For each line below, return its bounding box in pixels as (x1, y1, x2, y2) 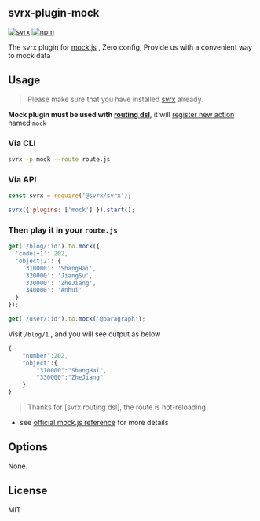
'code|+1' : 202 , (15, 250, 68, 258)
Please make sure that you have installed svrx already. (27, 94, 203, 104)
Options (8, 440, 49, 454)
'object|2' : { (15, 257, 61, 265)
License (8, 484, 48, 497)
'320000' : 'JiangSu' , (22, 271, 93, 280)
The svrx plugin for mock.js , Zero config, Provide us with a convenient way (8, 42, 253, 52)
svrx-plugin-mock (8, 6, 100, 20)
